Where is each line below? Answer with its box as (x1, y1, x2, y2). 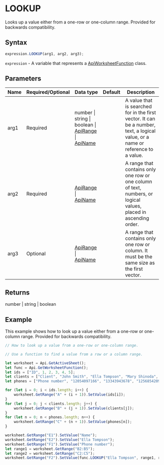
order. (125, 221, 139, 228)
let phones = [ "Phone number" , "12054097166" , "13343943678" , (5, 379, 134, 384)
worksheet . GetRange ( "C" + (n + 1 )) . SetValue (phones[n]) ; (14, 420, 132, 424)
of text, (125, 184, 142, 191)
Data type (75, 89, 99, 96)
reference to (125, 146, 154, 153)
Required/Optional (26, 89, 70, 96)
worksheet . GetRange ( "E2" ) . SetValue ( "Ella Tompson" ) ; (5, 437, 115, 442)
